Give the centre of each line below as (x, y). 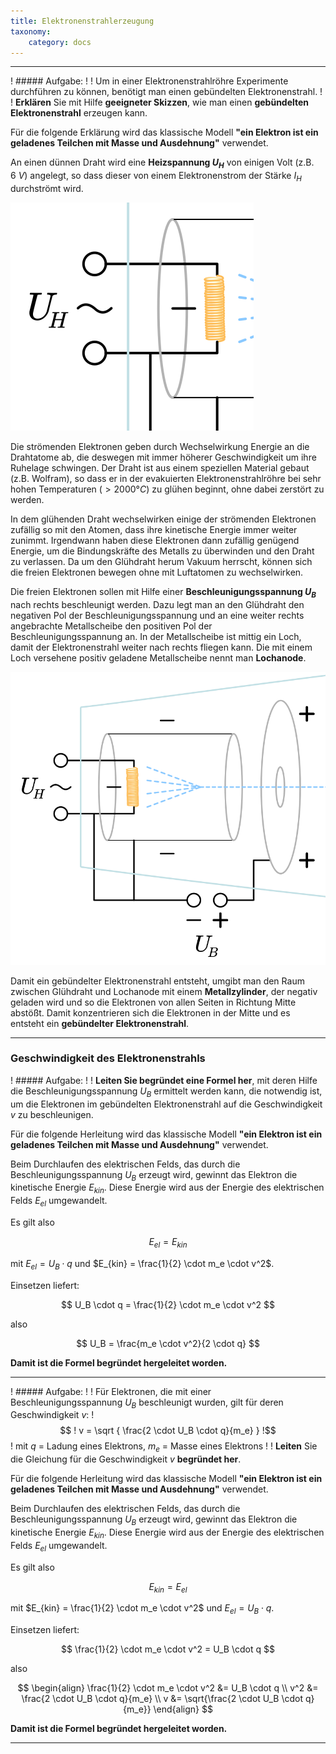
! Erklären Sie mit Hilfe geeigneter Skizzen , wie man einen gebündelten (160, 102)
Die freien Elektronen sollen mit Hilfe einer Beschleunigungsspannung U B (163, 592)
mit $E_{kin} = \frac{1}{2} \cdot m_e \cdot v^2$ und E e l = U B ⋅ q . (142, 1609)
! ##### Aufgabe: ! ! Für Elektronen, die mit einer (111, 1391)
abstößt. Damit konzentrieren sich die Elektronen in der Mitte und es (150, 1012)
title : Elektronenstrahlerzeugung (82, 21)
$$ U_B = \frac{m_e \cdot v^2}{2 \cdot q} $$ (168, 1343)
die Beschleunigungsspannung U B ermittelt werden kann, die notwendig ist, (166, 1092)
